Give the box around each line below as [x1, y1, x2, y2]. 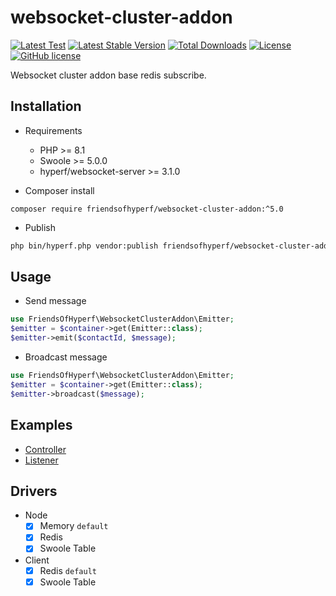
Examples [10, 417, 73, 434]
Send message [24, 295, 87, 307]
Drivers [10, 482, 58, 500]
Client [24, 554, 50, 566]
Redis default [39, 564, 97, 576]
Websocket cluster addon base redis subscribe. [10, 69, 207, 81]
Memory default [39, 520, 109, 532]
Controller [24, 443, 67, 455]
